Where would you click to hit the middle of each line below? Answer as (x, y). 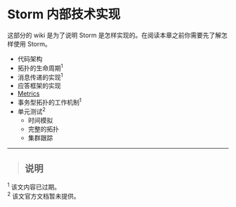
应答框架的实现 (39, 86)
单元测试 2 (31, 111)
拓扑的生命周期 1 (40, 67)
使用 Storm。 (32, 44)
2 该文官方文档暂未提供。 (44, 195)
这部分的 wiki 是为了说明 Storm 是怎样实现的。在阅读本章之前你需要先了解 (114, 35)
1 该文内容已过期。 (34, 187)
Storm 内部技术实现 (64, 14)
